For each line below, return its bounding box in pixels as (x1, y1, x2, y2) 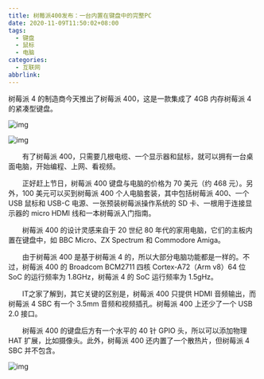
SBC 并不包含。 (8, 346, 60, 355)
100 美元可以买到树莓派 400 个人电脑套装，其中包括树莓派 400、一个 (21, 188, 250, 197)
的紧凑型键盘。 (8, 104, 57, 113)
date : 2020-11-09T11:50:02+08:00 (8, 19, 119, 27)
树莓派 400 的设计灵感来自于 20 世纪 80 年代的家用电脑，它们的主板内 (21, 225, 253, 235)
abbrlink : (8, 71, 41, 79)
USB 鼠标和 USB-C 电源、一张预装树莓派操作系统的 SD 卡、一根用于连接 (8, 198, 246, 208)
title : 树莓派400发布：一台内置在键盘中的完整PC (8, 11, 153, 20)
